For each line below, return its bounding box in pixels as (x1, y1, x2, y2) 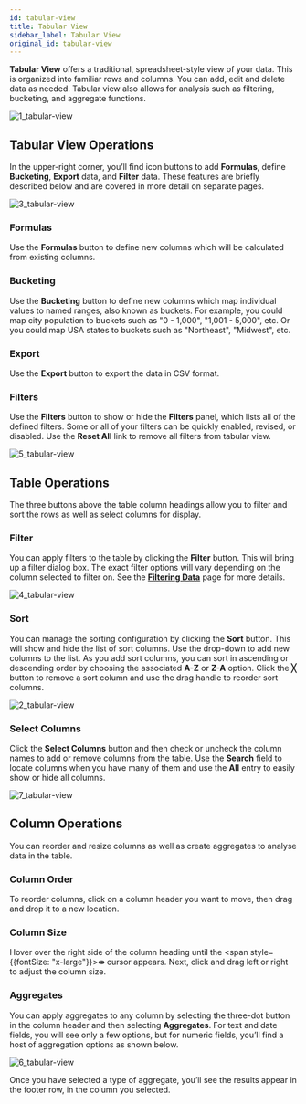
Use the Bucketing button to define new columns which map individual (9, 295, 277, 306)
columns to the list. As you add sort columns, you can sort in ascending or (9, 652, 290, 663)
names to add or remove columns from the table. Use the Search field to (9, 752, 283, 763)
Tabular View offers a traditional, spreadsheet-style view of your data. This (9, 64, 293, 75)
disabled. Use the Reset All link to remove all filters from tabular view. (9, 431, 271, 442)
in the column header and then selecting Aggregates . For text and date (9, 1019, 278, 1030)
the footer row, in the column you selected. (9, 1084, 171, 1095)
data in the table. (9, 850, 73, 861)
